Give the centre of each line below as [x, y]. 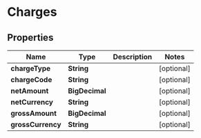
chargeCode [31, 80]
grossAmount [34, 113]
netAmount [30, 91]
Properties [30, 38]
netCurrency [32, 102]
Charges [32, 12]
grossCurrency [36, 125]
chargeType [31, 68]
